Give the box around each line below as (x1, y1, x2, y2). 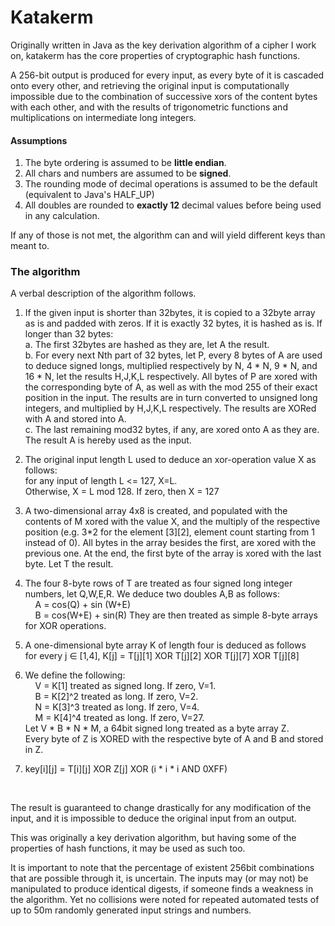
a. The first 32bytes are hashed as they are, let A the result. (24, 339, 270, 351)
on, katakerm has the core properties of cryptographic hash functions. (10, 49, 301, 61)
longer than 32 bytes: (24, 328, 114, 340)
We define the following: (24, 669, 126, 681)
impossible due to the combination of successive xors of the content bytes (10, 90, 318, 102)
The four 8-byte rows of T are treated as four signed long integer (24, 577, 293, 590)
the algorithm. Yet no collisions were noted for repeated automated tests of (10, 894, 320, 906)
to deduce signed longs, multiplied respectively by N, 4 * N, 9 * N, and (24, 360, 318, 372)
